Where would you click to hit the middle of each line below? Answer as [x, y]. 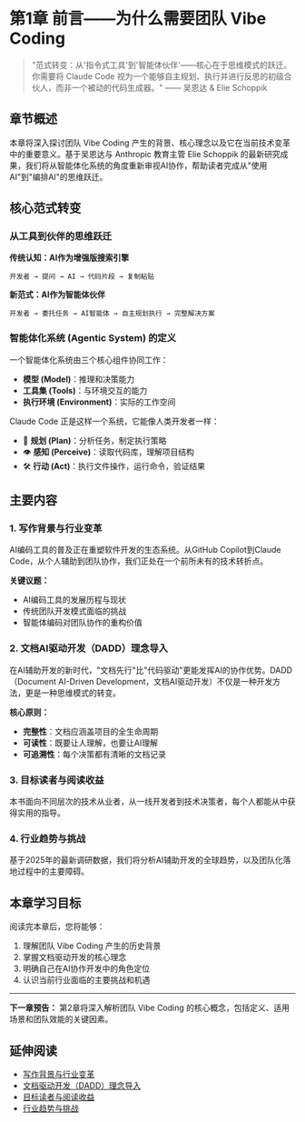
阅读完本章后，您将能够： [57, 927]
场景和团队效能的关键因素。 [61, 1019]
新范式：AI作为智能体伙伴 [58, 295]
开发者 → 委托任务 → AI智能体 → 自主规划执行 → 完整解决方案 [112, 314]
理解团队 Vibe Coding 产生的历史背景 [92, 946]
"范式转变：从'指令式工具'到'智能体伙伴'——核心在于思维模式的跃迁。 [162, 65]
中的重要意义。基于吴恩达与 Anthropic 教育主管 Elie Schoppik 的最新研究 [145, 154]
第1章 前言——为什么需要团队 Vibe [138, 19]
